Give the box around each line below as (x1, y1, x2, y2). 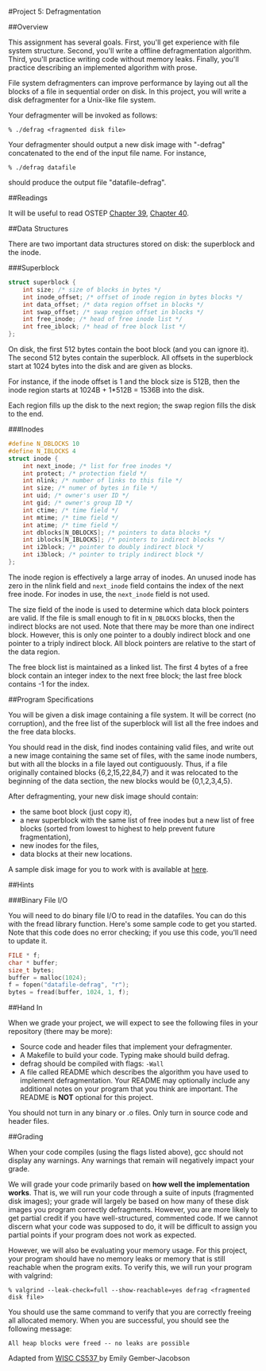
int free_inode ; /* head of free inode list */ (22, 316, 183, 323)
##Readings (8, 193, 48, 202)
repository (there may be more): (8, 1027, 113, 1036)
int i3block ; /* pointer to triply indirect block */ (22, 551, 204, 559)
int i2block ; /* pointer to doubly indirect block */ (22, 544, 204, 552)
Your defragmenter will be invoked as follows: (8, 110, 158, 120)
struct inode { (8, 455, 59, 463)
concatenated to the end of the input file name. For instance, (8, 149, 206, 157)
